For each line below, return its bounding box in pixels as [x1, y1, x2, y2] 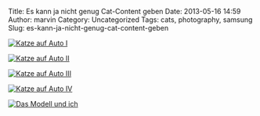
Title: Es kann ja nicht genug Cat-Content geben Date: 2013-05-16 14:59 [8, 7, 241, 16]
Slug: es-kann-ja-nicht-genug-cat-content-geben [8, 24, 169, 32]
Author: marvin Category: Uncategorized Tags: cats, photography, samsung [8, 15, 253, 24]
